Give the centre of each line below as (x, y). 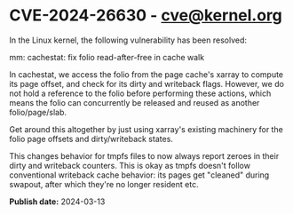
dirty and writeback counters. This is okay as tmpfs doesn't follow (130, 165)
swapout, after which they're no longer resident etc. (104, 184)
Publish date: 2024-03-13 (57, 202)
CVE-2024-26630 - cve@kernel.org (146, 16)
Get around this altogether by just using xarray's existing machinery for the (146, 129)
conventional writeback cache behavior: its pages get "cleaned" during (139, 175)
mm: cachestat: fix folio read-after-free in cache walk (107, 57)
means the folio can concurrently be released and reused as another (135, 102)
